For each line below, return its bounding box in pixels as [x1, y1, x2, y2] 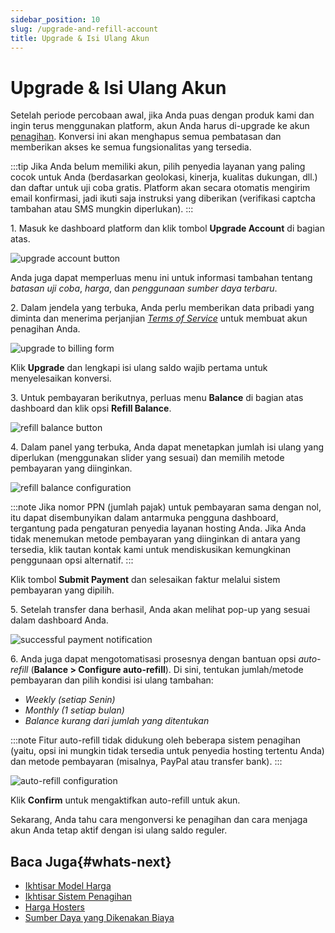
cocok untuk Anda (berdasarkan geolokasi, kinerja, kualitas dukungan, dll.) [10, 171, 318, 183]
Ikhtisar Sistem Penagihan [24, 891, 133, 903]
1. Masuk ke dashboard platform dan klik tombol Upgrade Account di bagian [10, 222, 325, 235]
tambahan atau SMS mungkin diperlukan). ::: [10, 203, 194, 215]
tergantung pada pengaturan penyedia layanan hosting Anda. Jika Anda [10, 522, 307, 535]
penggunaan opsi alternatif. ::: [10, 554, 134, 566]
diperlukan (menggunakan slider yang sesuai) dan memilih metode [10, 452, 285, 464]
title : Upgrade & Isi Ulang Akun [10, 33, 150, 43]
